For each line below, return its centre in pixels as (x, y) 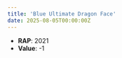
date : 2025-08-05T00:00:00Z (49, 21)
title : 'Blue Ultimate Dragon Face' (62, 14)
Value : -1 (31, 48)
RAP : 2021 (33, 40)
